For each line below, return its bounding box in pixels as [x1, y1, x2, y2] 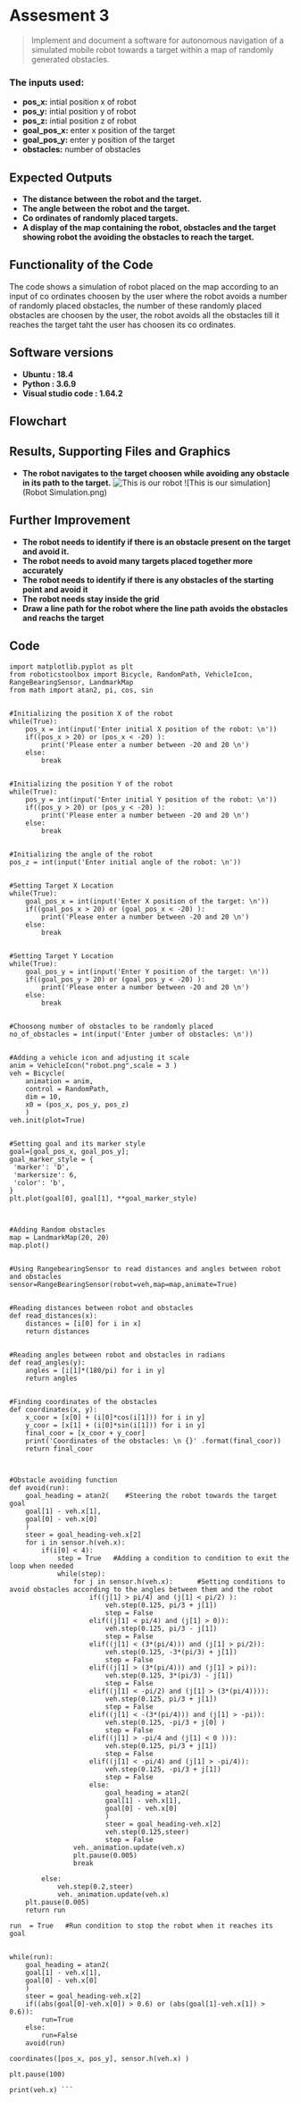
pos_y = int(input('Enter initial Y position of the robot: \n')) [25, 795, 278, 804]
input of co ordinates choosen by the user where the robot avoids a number [9, 290, 287, 301]
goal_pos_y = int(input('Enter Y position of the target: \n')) [25, 967, 270, 976]
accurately [21, 565, 64, 576]
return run [25, 1905, 66, 1914]
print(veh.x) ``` [9, 2085, 74, 2094]
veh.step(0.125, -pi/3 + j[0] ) [104, 1718, 226, 1727]
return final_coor [25, 1444, 94, 1453]
